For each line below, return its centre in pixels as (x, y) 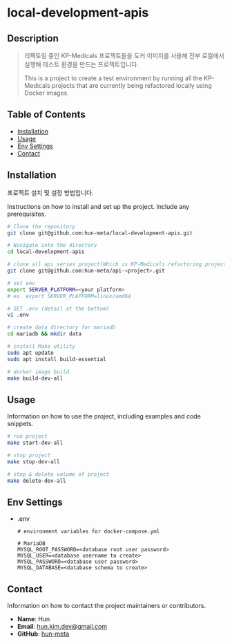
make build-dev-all (35, 378)
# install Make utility (41, 347)
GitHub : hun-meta (43, 634)
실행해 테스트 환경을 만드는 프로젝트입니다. (81, 64)
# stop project (29, 455)
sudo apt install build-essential (57, 359)
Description (33, 38)
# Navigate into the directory (52, 246)
